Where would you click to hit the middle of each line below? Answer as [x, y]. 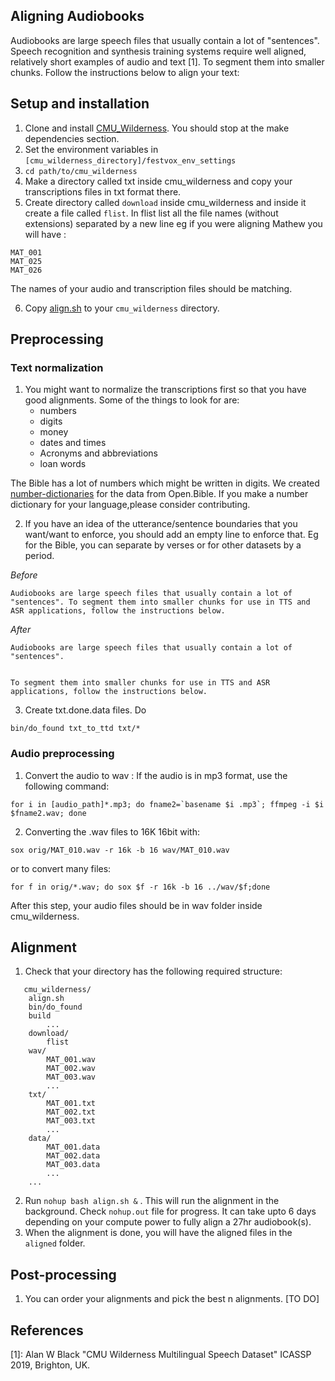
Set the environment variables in [91, 149]
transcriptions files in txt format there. [103, 191]
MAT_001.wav [71, 1060]
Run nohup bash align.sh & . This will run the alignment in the [152, 1201]
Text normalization [57, 367]
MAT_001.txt [71, 1104]
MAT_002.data [73, 1156]
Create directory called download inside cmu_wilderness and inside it [165, 202]
